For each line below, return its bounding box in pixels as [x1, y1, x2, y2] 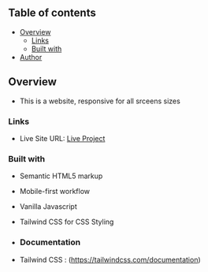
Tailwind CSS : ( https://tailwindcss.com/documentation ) [19, 255, 201, 264]
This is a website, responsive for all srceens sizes [19, 96, 181, 106]
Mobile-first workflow [19, 187, 91, 196]
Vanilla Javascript [19, 202, 77, 211]
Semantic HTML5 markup [19, 171, 103, 181]
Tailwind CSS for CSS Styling [19, 217, 114, 227]
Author [19, 52, 43, 61]
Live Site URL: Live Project [19, 133, 106, 143]
